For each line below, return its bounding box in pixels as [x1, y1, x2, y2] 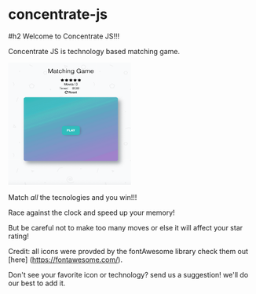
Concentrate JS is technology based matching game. [8, 46, 181, 56]
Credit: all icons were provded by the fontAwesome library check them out [8, 246, 249, 256]
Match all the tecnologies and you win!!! [8, 192, 137, 201]
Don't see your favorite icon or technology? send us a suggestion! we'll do [8, 270, 249, 279]
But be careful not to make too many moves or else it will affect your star [8, 223, 243, 232]
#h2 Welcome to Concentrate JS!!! [8, 31, 120, 41]
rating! [8, 231, 29, 241]
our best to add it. [8, 278, 66, 288]
